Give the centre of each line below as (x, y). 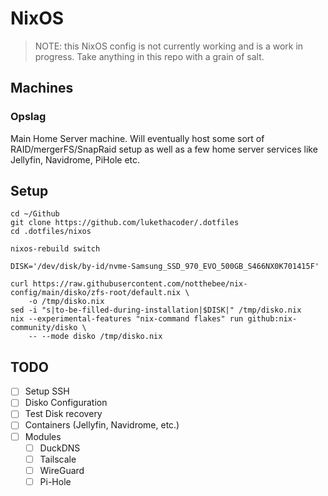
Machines (42, 88)
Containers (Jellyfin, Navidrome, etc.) (102, 425)
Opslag (28, 117)
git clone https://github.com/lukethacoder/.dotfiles (125, 223)
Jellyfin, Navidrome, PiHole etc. (75, 159)
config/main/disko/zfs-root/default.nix (96, 293)
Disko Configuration (66, 403)
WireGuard (62, 470)
